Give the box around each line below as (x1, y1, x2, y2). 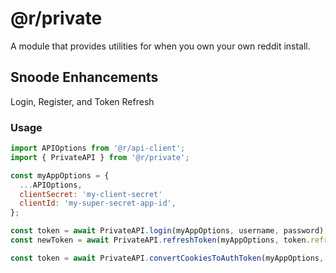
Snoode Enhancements (10, 69, 159, 86)
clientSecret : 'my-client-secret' (19, 189, 163, 199)
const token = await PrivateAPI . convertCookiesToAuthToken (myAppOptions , (10, 253, 325, 263)
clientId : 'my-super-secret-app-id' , (19, 198, 177, 209)
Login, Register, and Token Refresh (10, 95, 155, 107)
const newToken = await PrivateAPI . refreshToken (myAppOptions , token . (10, 235, 311, 246)
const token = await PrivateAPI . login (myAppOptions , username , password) (10, 226, 325, 236)
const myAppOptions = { (10, 170, 110, 181)
